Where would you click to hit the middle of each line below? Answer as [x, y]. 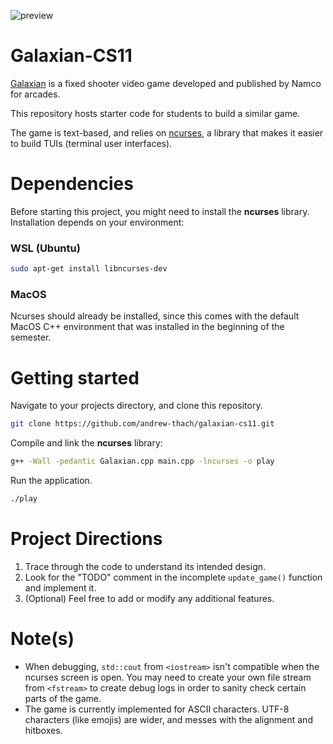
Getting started [75, 377]
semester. [31, 337]
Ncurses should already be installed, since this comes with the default [155, 316]
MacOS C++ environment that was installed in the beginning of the [147, 327]
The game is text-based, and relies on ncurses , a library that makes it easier [167, 132]
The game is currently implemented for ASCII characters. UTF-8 [157, 709]
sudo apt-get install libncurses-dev [89, 269]
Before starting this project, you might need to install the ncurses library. [160, 211]
